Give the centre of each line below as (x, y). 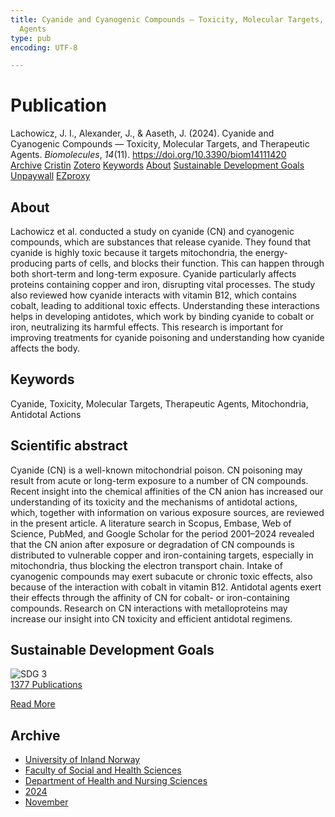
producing (31, 263)
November (46, 802)
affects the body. (45, 348)
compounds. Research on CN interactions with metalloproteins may (149, 608)
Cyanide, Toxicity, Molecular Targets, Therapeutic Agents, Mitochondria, (159, 403)
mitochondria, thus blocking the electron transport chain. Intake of (146, 565)
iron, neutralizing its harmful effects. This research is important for (147, 327)
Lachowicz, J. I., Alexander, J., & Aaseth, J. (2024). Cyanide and (142, 133)
